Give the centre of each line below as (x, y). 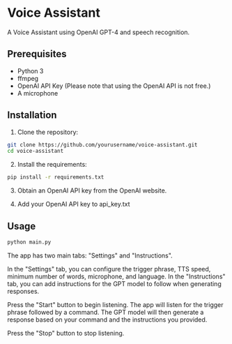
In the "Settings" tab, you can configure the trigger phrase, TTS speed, (109, 269)
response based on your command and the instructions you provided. (107, 320)
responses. (23, 291)
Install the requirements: (52, 165)
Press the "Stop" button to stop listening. (66, 333)
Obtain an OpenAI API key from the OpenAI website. (92, 190)
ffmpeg (28, 78)
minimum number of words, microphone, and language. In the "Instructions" (116, 276)
